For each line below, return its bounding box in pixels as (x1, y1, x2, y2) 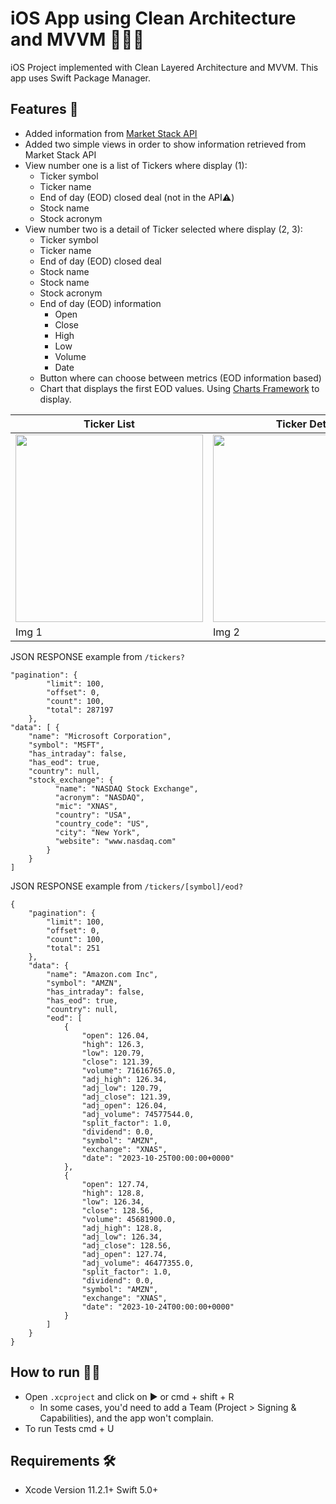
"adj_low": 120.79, (81, 1083, 163, 1093)
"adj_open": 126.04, (81, 1100, 168, 1111)
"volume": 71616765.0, (81, 1065, 177, 1076)
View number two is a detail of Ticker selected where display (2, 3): (24, 223, 303, 235)
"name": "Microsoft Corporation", (28, 731, 172, 741)
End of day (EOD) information (39, 297, 162, 309)
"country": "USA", (54, 810, 132, 820)
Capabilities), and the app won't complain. (39, 1412, 214, 1424)
